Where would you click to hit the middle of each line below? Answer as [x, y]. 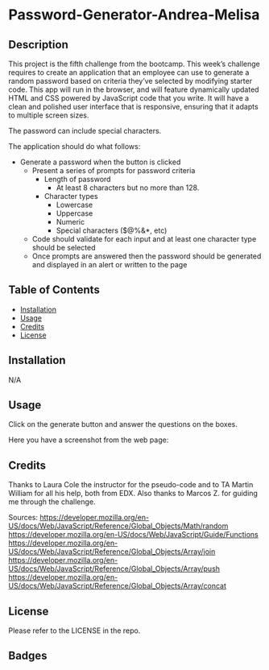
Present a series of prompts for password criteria [114, 170]
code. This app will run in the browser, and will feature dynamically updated [134, 89]
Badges [28, 656]
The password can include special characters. [85, 131]
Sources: [23, 518]
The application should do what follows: [74, 146]
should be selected [64, 248]
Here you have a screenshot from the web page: [89, 440]
